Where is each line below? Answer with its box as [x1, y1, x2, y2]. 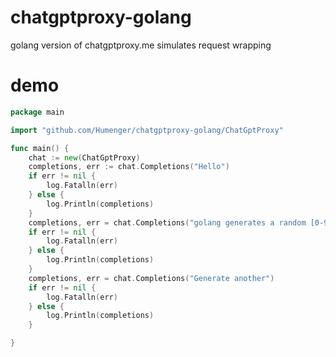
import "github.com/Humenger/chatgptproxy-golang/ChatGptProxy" [10, 125, 284, 135]
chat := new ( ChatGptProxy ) [28, 152, 141, 163]
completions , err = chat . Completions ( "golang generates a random [28, 217, 307, 228]
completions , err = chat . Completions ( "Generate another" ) [28, 273, 275, 283]
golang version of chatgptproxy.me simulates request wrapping [10, 39, 272, 51]
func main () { [10, 143, 70, 153]
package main [10, 107, 65, 117]
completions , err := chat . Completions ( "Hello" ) [28, 162, 230, 172]
